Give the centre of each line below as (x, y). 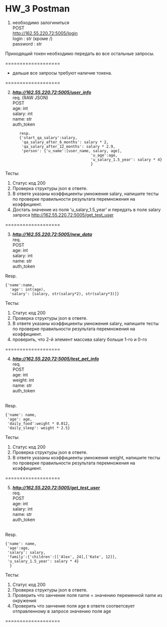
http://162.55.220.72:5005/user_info (52, 92)
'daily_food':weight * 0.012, (39, 423)
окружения (24, 600)
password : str (27, 44)
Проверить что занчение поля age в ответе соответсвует (74, 605)
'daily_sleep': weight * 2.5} (39, 428)
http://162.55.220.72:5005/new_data (52, 234)
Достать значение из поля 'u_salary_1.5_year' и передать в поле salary (86, 209)
